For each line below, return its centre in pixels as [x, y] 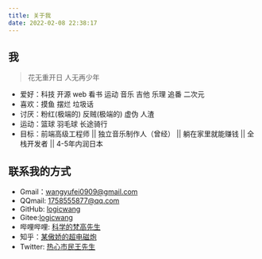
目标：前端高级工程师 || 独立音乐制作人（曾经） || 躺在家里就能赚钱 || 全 [137, 134]
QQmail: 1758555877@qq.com [69, 201]
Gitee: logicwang [46, 218]
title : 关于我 [30, 15]
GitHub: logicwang [50, 209]
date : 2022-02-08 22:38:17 [53, 23]
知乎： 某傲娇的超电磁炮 [58, 237]
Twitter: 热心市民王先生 [58, 247]
